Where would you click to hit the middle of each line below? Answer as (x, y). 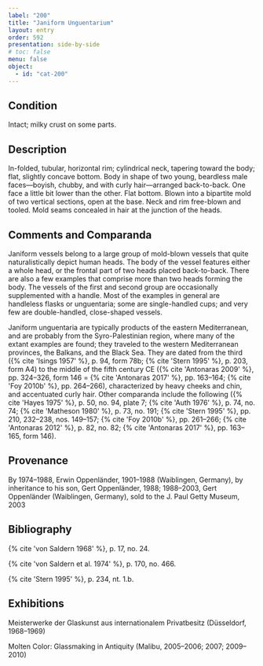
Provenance (38, 461)
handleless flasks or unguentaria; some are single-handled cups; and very (128, 304)
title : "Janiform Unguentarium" (61, 23)
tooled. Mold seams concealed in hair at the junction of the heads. (115, 210)
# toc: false (29, 52)
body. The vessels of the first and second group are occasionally (113, 287)
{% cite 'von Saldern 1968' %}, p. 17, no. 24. (79, 548)
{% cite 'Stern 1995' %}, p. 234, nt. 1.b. (71, 579)
